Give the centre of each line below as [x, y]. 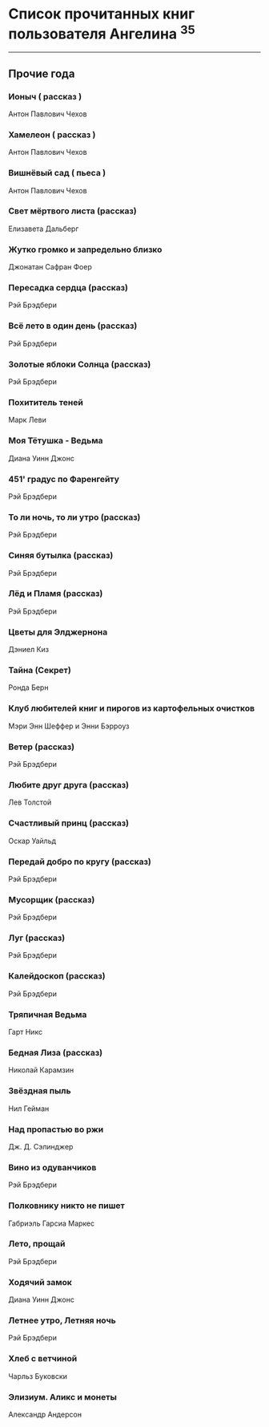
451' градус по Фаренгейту [64, 479]
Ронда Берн [28, 687]
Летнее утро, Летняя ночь [62, 1320]
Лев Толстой [30, 802]
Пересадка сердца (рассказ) [68, 288]
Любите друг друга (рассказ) [69, 784]
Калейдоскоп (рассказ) [57, 976]
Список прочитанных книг [102, 14]
